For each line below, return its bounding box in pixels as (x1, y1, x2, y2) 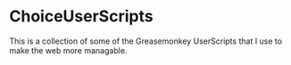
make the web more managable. (9, 45, 128, 55)
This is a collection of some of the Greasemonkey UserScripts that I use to (9, 36, 283, 46)
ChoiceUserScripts (9, 6, 154, 27)
